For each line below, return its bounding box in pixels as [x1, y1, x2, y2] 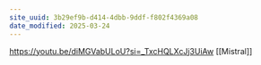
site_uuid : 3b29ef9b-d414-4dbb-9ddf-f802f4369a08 [9, 12, 199, 22]
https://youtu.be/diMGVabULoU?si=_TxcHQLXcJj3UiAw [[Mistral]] [9, 45, 253, 56]
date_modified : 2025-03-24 [9, 21, 110, 30]
